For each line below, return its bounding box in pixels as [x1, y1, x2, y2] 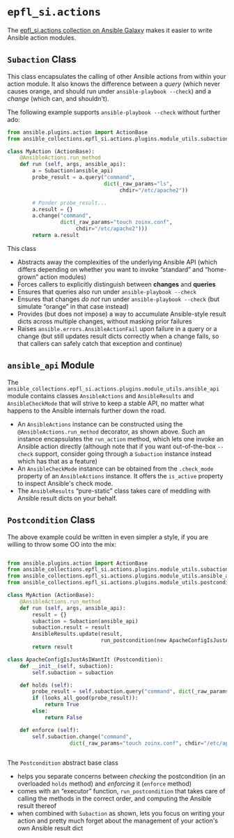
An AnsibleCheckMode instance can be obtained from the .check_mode [17, 464, 214, 473]
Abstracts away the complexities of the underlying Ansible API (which [17, 257, 217, 266]
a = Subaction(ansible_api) [32, 167, 114, 174]
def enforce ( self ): [19, 726, 79, 733]
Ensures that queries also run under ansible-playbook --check [17, 287, 197, 296]
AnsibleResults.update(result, [32, 630, 123, 638]
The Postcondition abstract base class [7, 759, 118, 767]
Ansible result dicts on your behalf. [17, 494, 118, 502]
